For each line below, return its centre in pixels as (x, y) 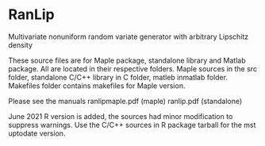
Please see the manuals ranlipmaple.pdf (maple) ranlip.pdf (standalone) (125, 101)
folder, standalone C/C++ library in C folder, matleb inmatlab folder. (118, 77)
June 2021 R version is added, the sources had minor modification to (121, 116)
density (21, 44)
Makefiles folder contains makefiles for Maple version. (97, 86)
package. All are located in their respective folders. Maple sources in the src (133, 68)
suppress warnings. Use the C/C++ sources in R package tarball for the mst (132, 125)
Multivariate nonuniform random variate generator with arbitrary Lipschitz (129, 36)
